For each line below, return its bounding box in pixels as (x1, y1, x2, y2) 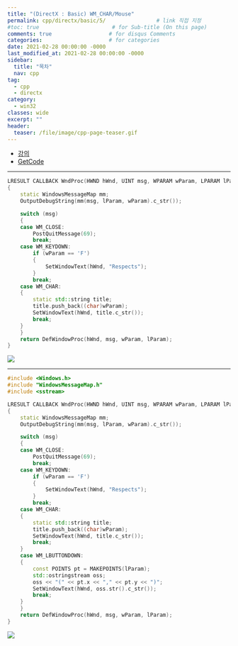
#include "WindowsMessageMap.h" (7, 382, 103, 389)
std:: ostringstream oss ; (33, 572, 106, 579)
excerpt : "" (7, 116, 42, 123)
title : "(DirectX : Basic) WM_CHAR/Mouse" (7, 10, 135, 18)
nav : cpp (13, 69, 40, 77)
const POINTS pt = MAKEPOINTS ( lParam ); (33, 565, 151, 572)
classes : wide (7, 109, 50, 116)
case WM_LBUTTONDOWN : (20, 552, 84, 559)
